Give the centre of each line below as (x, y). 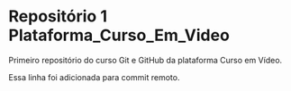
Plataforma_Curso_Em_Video (119, 35)
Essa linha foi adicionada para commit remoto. (94, 77)
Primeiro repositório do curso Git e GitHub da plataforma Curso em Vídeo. (145, 60)
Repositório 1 (58, 17)
